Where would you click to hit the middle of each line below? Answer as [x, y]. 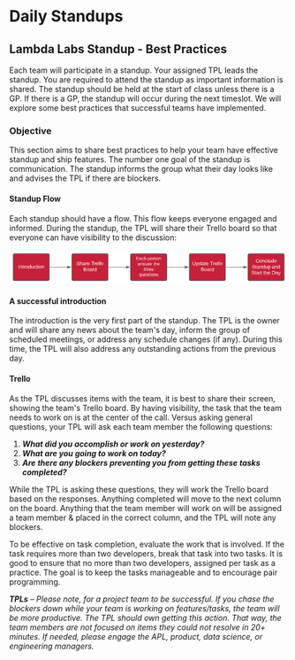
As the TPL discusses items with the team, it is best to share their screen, [143, 398]
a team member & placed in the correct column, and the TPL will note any [143, 517]
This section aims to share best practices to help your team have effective [144, 150]
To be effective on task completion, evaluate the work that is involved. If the [147, 544]
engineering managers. [52, 646]
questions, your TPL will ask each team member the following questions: [141, 426]
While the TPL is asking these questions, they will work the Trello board [139, 489]
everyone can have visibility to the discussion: [93, 237]
